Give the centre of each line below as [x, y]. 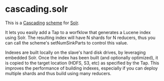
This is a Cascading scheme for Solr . [42, 23]
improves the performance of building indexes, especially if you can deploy [82, 68]
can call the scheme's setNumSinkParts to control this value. [66, 42]
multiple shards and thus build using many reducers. [58, 73]
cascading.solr [36, 9]
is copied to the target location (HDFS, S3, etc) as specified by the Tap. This [82, 63]
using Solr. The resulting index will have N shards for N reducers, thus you [80, 38]
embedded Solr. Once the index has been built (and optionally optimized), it [82, 57]
